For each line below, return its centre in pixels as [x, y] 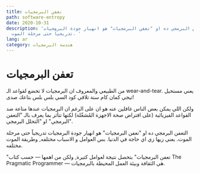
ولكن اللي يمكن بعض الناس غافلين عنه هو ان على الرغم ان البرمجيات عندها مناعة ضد [100, 108]
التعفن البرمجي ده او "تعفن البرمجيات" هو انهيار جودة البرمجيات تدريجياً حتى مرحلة [97, 133]
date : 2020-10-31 [28, 23]
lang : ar [17, 39]
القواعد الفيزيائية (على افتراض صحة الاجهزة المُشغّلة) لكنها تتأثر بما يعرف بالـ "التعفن [99, 115]
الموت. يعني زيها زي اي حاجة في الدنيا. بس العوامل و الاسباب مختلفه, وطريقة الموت [99, 139]
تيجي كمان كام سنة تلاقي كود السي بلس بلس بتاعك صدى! [70, 97]
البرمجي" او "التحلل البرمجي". [40, 121]
